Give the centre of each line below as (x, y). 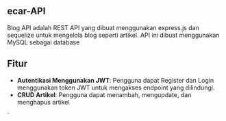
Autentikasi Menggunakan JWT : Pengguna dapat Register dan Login (115, 80)
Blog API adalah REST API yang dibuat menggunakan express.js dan (103, 27)
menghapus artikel (43, 102)
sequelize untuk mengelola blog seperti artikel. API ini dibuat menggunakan (113, 35)
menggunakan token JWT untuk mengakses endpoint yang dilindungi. (116, 88)
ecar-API (26, 11)
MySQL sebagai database (43, 42)
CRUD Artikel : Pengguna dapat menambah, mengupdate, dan (104, 94)
